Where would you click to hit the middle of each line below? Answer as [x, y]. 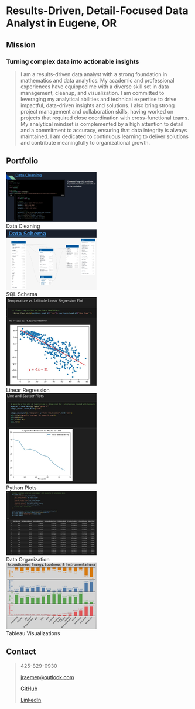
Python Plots [21, 488]
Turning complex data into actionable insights [73, 61]
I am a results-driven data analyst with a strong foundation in [94, 74]
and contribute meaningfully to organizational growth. [85, 142]
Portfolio [22, 161]
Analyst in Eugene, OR [61, 23]
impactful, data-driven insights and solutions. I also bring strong [97, 105]
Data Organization [28, 559]
